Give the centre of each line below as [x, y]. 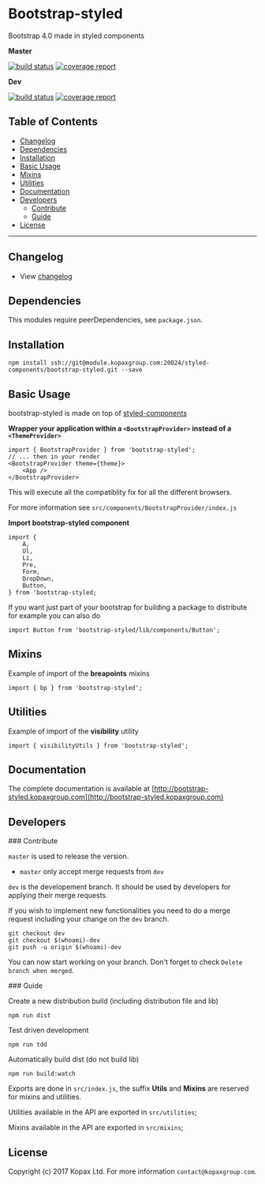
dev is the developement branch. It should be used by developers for [119, 887]
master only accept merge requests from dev [91, 872]
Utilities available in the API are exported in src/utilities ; [103, 1112]
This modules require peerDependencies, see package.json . [106, 320]
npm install [28, 363]
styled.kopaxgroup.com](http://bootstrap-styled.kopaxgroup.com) [116, 797]
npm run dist [30, 1016]
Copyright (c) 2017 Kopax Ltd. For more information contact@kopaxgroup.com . [132, 1171]
